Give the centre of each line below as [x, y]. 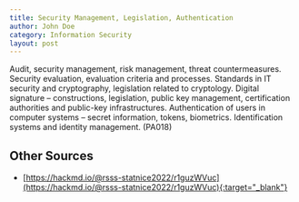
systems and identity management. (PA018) [91, 127]
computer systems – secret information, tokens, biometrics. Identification [146, 117]
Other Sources [51, 156]
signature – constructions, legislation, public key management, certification [150, 98]
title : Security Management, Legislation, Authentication [121, 18]
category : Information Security [70, 35]
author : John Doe [42, 26]
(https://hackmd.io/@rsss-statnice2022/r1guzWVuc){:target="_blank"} [155, 187]
